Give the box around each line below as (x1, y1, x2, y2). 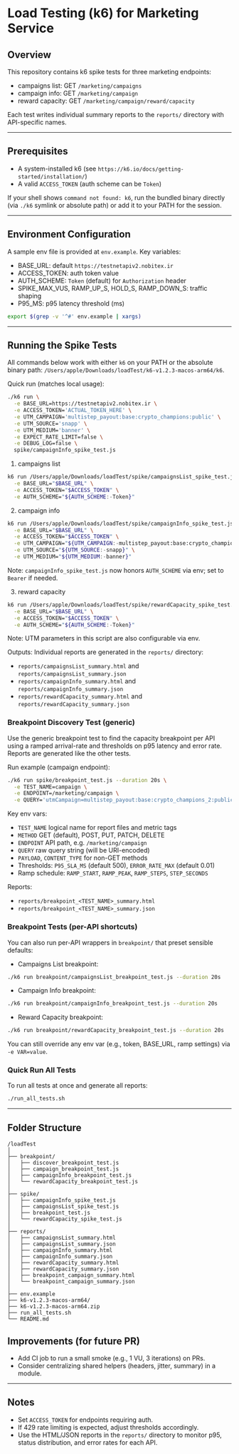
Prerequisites (7, 145, 68, 158)
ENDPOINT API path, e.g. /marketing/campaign (17, 838, 147, 847)
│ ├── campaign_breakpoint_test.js (7, 1165, 119, 1173)
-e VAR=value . (7, 1048, 48, 1056)
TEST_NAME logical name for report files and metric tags (17, 823, 177, 832)
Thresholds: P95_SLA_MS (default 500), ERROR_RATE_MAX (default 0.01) (17, 861, 216, 870)
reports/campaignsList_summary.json (17, 671, 127, 678)
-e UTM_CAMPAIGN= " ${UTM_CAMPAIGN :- (14, 540, 119, 547)
